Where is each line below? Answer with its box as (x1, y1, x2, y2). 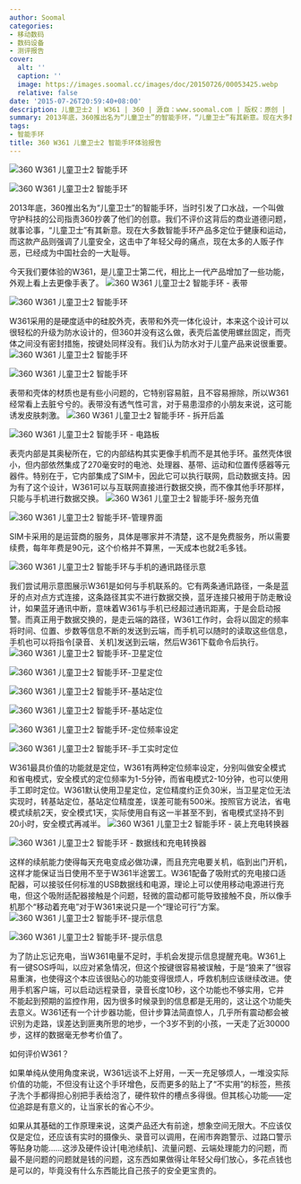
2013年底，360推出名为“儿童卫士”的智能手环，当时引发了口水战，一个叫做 (9, 202, 285, 213)
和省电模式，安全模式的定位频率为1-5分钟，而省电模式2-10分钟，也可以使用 (9, 773, 288, 784)
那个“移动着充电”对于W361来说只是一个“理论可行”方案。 (16, 901, 225, 912)
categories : (9, 22, 54, 31)
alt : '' (17, 64, 47, 73)
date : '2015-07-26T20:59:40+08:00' (9, 96, 142, 106)
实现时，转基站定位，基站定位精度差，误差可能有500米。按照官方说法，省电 (9, 795, 291, 806)
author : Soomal (9, 13, 66, 22)
